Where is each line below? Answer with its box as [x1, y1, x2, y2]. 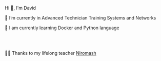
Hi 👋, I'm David [5, 5, 36, 11]
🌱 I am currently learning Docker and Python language [5, 25, 119, 31]
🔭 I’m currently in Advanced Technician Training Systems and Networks [5, 15, 156, 21]
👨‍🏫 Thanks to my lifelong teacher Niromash [5, 50, 97, 56]
